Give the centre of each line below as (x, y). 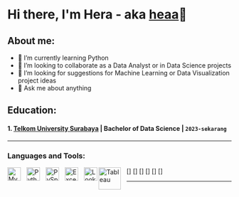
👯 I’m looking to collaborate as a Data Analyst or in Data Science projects (124, 65)
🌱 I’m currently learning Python (63, 58)
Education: (32, 111)
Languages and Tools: (46, 156)
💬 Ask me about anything (54, 88)
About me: (31, 41)
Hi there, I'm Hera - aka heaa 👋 (97, 15)
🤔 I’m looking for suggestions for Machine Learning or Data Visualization (123, 73)
